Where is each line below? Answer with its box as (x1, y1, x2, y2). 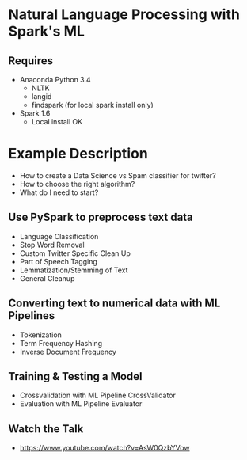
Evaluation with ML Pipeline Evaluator (19, 399, 142, 409)
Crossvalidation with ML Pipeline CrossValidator (19, 390, 176, 401)
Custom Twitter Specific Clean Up (19, 248, 131, 258)
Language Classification (19, 231, 99, 241)
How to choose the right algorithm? (19, 179, 135, 188)
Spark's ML (8, 22, 85, 40)
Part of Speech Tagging (19, 257, 97, 266)
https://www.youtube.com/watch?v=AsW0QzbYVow (19, 443, 190, 453)
